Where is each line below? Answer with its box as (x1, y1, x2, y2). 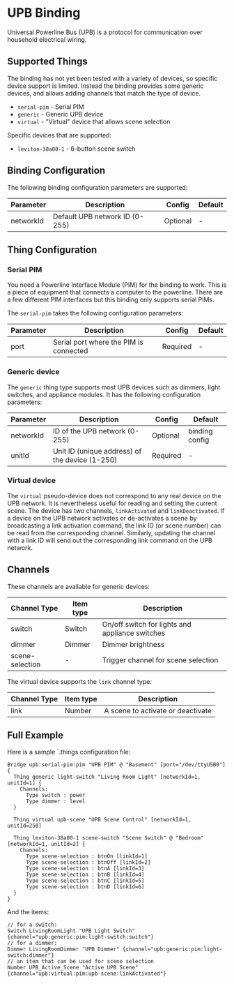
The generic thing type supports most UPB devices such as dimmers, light (7, 382, 221, 392)
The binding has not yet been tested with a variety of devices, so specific (7, 74, 218, 82)
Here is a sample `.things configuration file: (7, 748, 131, 756)
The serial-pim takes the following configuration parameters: (7, 309, 184, 318)
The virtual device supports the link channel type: (7, 677, 152, 685)
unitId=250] (7, 822, 42, 830)
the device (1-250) (52, 455, 118, 465)
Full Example (7, 729, 64, 741)
